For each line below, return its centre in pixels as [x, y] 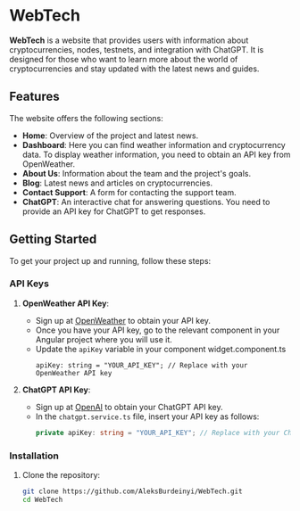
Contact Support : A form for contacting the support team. [129, 192]
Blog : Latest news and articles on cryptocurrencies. [117, 183]
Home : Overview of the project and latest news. [110, 136]
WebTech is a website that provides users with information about [129, 40]
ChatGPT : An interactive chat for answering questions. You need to [146, 202]
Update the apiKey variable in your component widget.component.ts [161, 349]
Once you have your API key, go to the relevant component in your [158, 330]
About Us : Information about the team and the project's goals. [137, 173]
